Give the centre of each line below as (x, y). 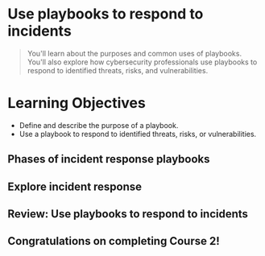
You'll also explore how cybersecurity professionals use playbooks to (142, 62)
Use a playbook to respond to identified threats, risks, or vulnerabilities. (138, 134)
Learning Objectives (77, 103)
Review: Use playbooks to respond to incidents (128, 214)
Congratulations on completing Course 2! (114, 241)
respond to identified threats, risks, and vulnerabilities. (118, 70)
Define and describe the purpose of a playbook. (99, 125)
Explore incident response (75, 186)
